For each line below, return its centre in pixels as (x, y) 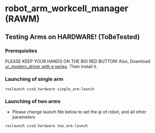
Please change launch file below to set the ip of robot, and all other (79, 112)
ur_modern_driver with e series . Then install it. (51, 66)
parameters (24, 117)
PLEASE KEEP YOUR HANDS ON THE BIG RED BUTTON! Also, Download (78, 61)
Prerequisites (21, 51)
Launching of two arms (33, 101)
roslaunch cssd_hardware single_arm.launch (50, 89)
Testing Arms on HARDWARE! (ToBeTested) (72, 37)
